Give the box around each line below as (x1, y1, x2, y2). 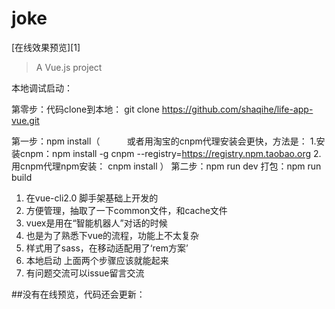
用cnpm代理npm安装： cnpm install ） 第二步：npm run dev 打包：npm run (11, 160, 322, 172)
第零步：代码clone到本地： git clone (11, 103, 160, 115)
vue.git (11, 114, 40, 126)
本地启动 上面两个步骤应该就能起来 (25, 254, 169, 266)
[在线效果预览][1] (11, 41, 81, 53)
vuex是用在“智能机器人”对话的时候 (25, 217, 168, 229)
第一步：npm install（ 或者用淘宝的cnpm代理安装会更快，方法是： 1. (11, 135, 317, 147)
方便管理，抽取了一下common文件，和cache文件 (25, 204, 228, 216)
